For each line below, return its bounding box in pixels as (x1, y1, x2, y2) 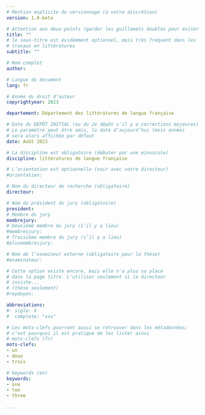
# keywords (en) (6, 370, 48, 376)
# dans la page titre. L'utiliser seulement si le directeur (6, 274, 166, 280)
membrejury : (6, 217, 37, 223)
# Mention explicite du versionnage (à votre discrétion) (6, 9, 158, 15)
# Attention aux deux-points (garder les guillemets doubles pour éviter (6, 26, 199, 32)
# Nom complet (6, 60, 43, 66)
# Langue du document (6, 76, 62, 83)
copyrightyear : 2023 (6, 99, 60, 105)
